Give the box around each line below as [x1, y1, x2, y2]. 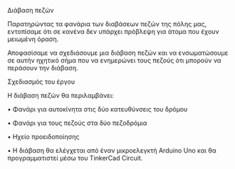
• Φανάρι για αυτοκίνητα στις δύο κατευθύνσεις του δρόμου [7, 105, 188, 113]
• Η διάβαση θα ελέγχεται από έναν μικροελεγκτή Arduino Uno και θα [7, 146, 216, 155]
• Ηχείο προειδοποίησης [7, 133, 80, 141]
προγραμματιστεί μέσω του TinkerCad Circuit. [7, 154, 143, 162]
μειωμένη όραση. [7, 35, 59, 43]
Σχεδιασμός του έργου [7, 77, 75, 86]
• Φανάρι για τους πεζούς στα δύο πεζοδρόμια [7, 119, 147, 127]
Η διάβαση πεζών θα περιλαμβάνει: [7, 92, 114, 99]
